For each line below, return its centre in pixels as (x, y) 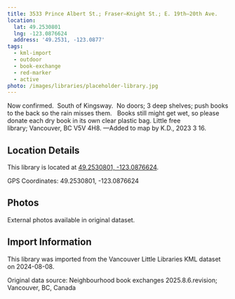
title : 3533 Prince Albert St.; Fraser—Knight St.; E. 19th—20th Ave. (113, 14)
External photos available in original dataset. (71, 220)
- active (26, 79)
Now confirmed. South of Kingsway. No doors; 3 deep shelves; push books (118, 106)
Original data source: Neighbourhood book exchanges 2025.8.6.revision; (112, 280)
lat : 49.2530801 (37, 27)
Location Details (43, 150)
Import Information (49, 242)
